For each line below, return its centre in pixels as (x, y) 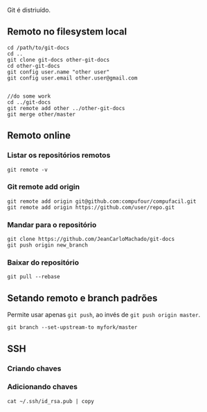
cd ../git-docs (29, 102)
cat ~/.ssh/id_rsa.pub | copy (51, 401)
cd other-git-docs (34, 66)
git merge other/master (42, 114)
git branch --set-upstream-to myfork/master (72, 328)
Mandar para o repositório (52, 224)
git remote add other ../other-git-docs (66, 108)
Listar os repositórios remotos (59, 155)
